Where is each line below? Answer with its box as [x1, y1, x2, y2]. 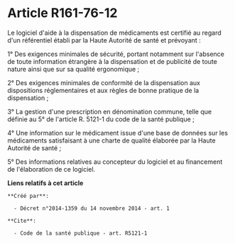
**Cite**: [7, 217, 37, 224]
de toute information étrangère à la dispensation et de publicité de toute [7, 57, 218, 65]
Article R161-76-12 [7, 5, 118, 21]
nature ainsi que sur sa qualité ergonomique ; [7, 65, 140, 73]
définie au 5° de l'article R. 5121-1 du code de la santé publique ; [7, 115, 195, 123]
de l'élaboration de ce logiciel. [7, 165, 96, 173]
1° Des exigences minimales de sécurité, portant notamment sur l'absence [7, 50, 225, 58]
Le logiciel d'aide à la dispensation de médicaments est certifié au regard [7, 28, 222, 37]
